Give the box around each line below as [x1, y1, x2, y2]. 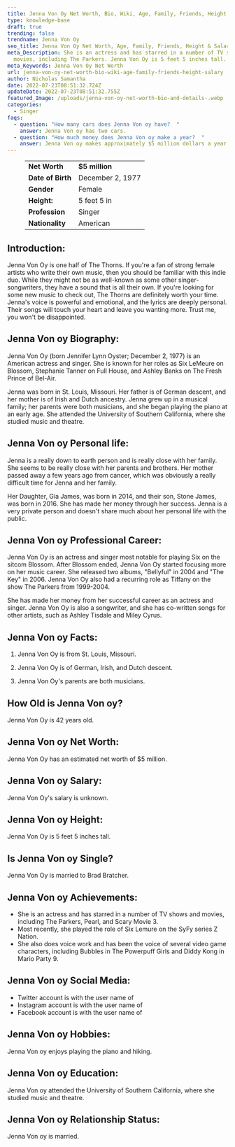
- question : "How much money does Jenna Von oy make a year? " [13, 134, 205, 141]
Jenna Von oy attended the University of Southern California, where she [7, 1085, 215, 1095]
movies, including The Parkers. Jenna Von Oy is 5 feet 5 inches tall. [13, 56, 227, 63]
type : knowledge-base [7, 17, 71, 24]
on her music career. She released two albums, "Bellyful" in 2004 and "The [7, 568, 224, 576]
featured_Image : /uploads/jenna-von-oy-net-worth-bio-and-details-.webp [7, 95, 224, 102]
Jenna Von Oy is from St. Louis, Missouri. [17, 650, 137, 658]
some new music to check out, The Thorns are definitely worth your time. [7, 290, 219, 299]
